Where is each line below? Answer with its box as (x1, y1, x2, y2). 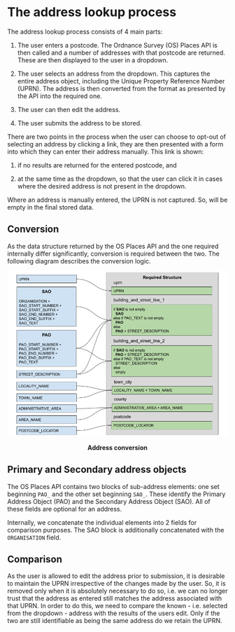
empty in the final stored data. (7, 202, 94, 211)
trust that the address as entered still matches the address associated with (7, 594, 222, 603)
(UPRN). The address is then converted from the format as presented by (17, 84, 226, 92)
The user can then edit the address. (17, 105, 121, 114)
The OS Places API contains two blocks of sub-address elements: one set (7, 482, 220, 490)
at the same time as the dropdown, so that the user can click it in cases (17, 174, 223, 183)
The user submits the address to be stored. (17, 118, 142, 127)
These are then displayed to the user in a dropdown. (17, 55, 169, 64)
